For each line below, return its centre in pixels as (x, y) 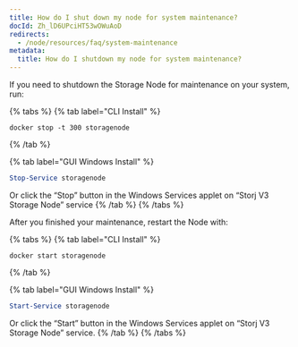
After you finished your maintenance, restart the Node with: (119, 222)
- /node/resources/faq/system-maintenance (98, 42)
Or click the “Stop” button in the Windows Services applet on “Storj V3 (139, 195)
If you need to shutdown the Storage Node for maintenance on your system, (149, 85)
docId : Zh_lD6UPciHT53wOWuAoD (66, 26)
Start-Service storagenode (60, 306)
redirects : (30, 34)
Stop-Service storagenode (57, 178)
